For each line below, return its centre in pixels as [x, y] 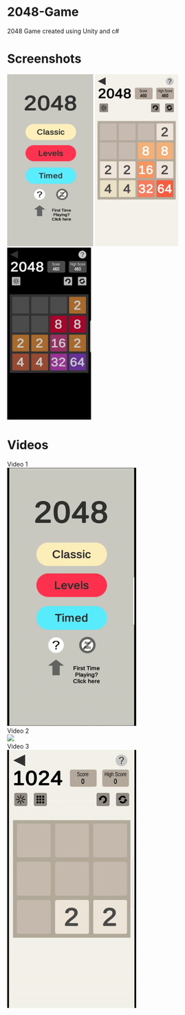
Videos [28, 445]
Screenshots [44, 59]
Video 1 [18, 464]
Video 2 [18, 731]
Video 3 [18, 746]
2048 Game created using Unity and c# [63, 31]
